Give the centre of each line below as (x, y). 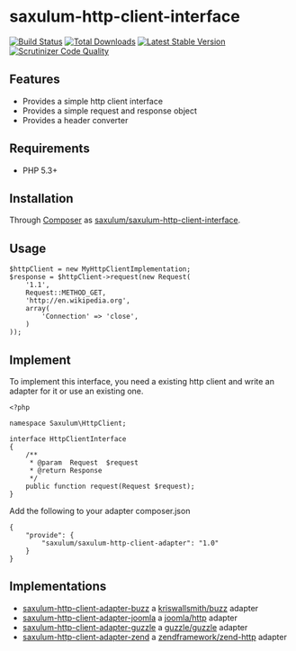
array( (38, 309)
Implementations (58, 587)
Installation (41, 199)
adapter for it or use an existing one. (76, 391)
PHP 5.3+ (40, 170)
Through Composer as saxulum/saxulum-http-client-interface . (125, 220)
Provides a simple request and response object (110, 111)
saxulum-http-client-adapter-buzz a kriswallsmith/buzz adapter (140, 608)
